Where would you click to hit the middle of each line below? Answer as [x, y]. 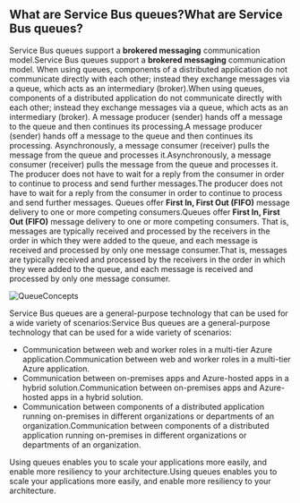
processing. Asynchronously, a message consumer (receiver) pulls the [140, 145]
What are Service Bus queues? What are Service [146, 15]
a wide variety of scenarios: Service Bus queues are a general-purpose [140, 322]
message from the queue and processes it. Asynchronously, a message [140, 155]
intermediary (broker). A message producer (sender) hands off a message [146, 116]
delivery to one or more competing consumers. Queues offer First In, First [145, 212]
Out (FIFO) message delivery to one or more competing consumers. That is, [149, 221]
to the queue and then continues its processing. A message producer [136, 126]
